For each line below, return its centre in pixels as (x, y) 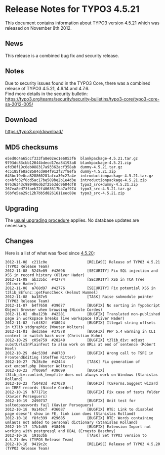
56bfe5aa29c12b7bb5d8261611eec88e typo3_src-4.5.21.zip (65, 193)
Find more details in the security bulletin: (46, 94)
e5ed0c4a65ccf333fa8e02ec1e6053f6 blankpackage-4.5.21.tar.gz (72, 159)
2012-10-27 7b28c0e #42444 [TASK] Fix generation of (73, 362)
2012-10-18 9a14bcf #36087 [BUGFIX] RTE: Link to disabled (79, 409)
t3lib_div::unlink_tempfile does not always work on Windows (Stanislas (82, 375)
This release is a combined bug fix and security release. (62, 55)
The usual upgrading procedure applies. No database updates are (72, 220)
